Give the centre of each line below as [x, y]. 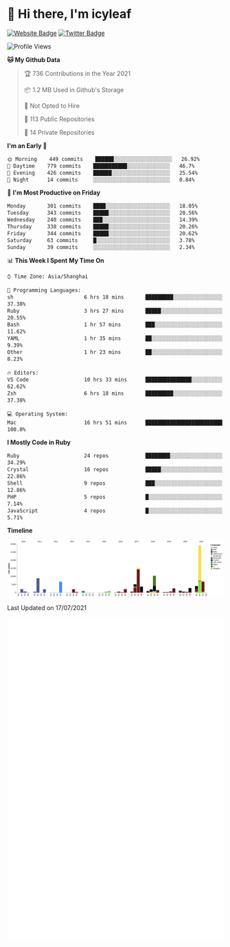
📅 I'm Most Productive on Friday [54, 193]
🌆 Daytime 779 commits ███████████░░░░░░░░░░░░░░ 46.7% [101, 166]
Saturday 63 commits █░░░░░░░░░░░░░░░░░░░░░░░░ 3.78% [101, 240]
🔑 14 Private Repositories [59, 132]
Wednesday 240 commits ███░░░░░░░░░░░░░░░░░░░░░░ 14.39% [102, 219]
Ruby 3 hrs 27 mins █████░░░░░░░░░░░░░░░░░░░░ [115, 311]
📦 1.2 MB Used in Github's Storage [74, 89]
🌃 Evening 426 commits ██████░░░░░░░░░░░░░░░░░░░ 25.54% [102, 173]
